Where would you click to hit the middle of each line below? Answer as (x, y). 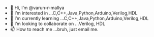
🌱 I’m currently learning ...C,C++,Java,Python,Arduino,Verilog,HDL (79, 18)
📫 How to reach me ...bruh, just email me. (54, 29)
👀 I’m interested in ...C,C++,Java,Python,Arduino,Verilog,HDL (74, 13)
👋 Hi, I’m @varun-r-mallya (37, 8)
